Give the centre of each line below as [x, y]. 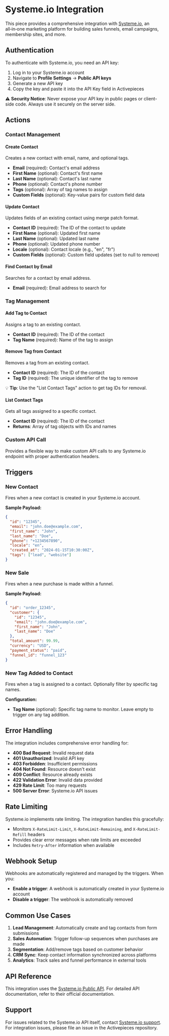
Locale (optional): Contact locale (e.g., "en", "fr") [64, 249]
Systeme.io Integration [55, 9]
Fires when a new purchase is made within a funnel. [60, 584]
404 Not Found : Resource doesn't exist [54, 769]
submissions [26, 933]
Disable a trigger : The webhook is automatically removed [73, 899]
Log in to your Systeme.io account [48, 72]
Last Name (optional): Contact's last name [57, 179]
